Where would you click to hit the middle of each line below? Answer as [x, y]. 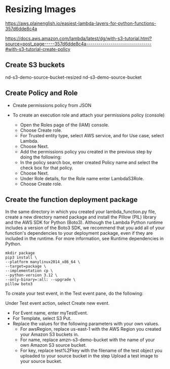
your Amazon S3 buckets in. [50, 335]
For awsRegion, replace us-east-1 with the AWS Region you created [91, 329]
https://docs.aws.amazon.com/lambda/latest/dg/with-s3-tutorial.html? [79, 38]
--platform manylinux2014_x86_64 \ [43, 262]
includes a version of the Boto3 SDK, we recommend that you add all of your [85, 228]
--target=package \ [26, 267]
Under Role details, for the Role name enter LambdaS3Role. [82, 178]
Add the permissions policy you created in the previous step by [86, 151]
